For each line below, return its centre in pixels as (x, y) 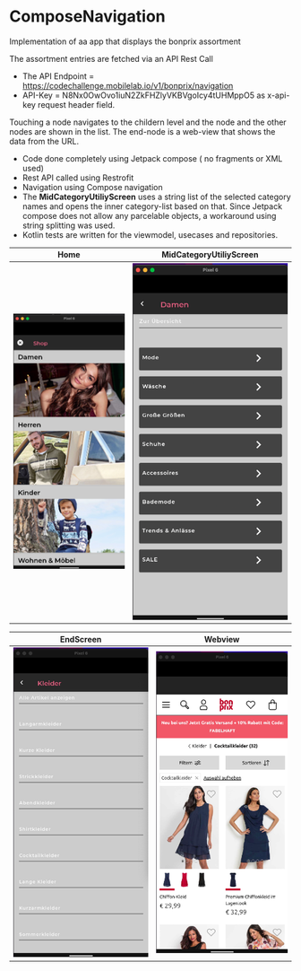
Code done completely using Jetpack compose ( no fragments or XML (152, 158)
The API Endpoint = (58, 76)
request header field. (76, 104)
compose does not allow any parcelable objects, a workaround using (149, 215)
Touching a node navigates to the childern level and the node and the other (148, 122)
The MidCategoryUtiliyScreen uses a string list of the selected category (156, 197)
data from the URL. (44, 141)
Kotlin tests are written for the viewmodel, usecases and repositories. (150, 234)
